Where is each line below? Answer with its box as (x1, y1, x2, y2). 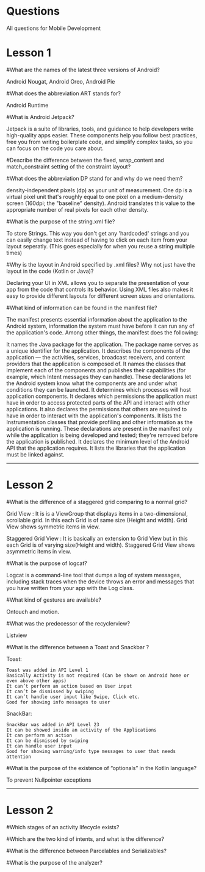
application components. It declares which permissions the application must (6, 392, 198, 400)
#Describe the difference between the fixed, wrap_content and (6, 156, 165, 164)
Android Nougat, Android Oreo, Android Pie (6, 77, 115, 85)
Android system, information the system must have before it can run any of (6, 322, 195, 330)
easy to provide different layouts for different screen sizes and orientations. (6, 292, 196, 300)
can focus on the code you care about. (6, 145, 104, 152)
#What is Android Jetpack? (6, 113, 75, 120)
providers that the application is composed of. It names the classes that (6, 360, 186, 367)
